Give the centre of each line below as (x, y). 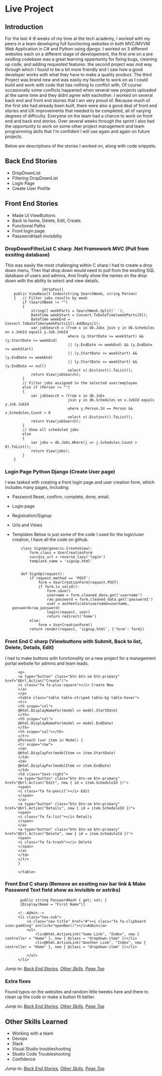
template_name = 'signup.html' (61, 561)
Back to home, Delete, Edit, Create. (47, 220)
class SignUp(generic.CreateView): (57, 549)
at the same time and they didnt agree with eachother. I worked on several (79, 95)
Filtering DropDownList (35, 178)
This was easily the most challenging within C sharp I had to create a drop (79, 265)
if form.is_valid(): (59, 587)
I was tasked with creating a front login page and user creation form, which (80, 482)
